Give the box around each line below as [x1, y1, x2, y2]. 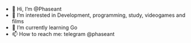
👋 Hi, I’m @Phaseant [11, 6, 62, 12]
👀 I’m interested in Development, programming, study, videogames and [11, 12, 186, 19]
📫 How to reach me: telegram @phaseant [11, 31, 115, 37]
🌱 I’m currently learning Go [11, 24, 78, 31]
